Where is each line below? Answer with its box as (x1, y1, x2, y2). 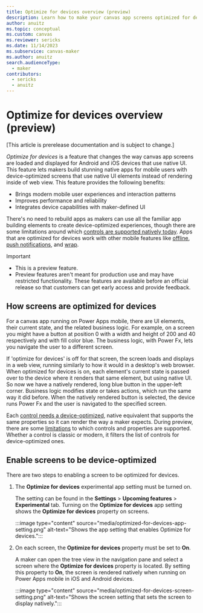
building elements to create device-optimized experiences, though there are (6, 221, 196, 229)
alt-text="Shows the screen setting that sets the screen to (47, 593, 192, 600)
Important (6, 252, 31, 260)
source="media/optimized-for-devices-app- (76, 519, 187, 526)
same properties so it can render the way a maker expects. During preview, (6, 418, 193, 425)
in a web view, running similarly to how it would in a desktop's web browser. (6, 361, 195, 369)
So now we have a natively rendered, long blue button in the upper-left (6, 380, 182, 388)
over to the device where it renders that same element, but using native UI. (6, 374, 192, 381)
